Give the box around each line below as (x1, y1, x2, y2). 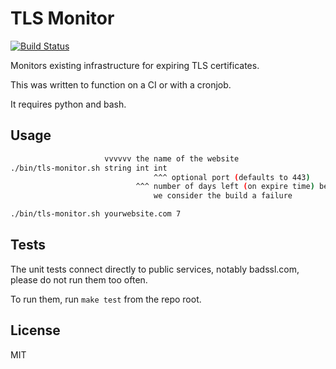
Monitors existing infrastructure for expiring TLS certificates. (10, 59, 260, 71)
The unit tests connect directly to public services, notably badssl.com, (10, 263, 300, 275)
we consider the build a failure (153, 191, 293, 201)
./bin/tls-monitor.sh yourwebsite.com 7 (10, 209, 182, 219)
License (10, 322, 61, 339)
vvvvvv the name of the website (104, 153, 240, 164)
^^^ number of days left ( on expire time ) (135, 182, 315, 192)
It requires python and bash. (10, 98, 127, 110)
